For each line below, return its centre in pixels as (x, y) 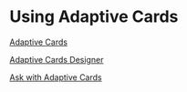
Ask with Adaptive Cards (56, 77)
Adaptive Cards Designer (57, 59)
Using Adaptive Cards (94, 17)
